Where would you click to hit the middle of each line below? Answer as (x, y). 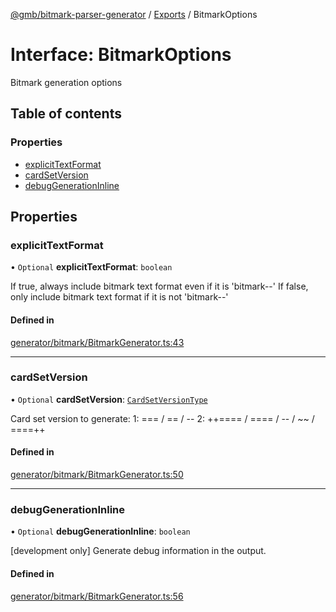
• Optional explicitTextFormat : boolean (91, 267)
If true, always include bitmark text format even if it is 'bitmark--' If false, (159, 286)
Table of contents (66, 114)
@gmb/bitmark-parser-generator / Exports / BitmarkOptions (134, 14)
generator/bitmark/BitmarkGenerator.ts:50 (97, 475)
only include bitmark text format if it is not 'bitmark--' (119, 297)
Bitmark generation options (66, 82)
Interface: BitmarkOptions (121, 55)
